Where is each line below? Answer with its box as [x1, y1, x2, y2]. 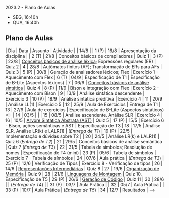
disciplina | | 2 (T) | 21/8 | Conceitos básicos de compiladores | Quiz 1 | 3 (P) [5, 53, 163, 59]
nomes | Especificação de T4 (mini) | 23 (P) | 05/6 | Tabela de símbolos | [5, 149, 156, 156]
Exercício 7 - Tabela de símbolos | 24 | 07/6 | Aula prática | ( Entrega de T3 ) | [5, 155, 164, 161]
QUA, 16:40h [12, 20, 39, 25]
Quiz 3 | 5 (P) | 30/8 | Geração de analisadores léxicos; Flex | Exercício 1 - [5, 69, 159, 75]
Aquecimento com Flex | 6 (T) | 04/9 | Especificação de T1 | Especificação [5, 74, 160, 80]
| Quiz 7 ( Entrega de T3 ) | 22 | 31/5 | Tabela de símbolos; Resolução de [5, 144, 153, 150]
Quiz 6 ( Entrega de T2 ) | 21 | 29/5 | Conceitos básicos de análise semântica [5, 138, 162, 144]
